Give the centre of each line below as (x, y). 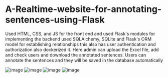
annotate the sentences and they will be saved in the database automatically (84, 60)
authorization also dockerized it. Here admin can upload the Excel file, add (82, 49)
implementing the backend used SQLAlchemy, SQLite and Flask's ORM (78, 39)
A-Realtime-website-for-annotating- (83, 9)
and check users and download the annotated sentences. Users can (76, 55)
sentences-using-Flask (55, 20)
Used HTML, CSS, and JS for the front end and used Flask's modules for (80, 33)
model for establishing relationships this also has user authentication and (81, 44)
